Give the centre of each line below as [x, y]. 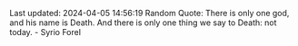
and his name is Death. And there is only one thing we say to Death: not [143, 23]
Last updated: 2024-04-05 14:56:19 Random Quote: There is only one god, [149, 13]
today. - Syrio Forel [45, 32]
